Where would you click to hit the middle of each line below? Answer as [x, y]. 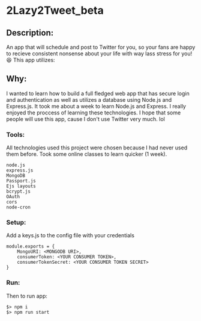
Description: [30, 33]
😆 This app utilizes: [31, 60]
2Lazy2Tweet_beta [55, 11]
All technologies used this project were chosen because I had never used [97, 148]
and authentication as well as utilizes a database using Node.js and [89, 99]
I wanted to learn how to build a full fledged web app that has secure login [98, 93]
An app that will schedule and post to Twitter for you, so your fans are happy [101, 47]
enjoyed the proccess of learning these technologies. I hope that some [94, 113]
